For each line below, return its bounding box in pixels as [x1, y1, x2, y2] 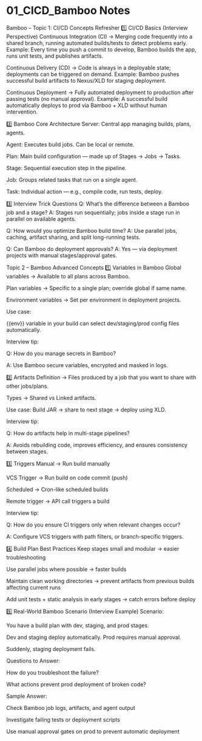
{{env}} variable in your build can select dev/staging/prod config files [6, 320, 180, 327]
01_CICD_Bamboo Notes [6, 4, 130, 18]
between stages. [6, 447, 49, 455]
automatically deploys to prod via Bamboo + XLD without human [6, 102, 167, 109]
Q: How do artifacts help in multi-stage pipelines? [6, 429, 130, 436]
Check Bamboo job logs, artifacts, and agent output [6, 704, 135, 711]
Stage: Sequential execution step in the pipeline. [6, 164, 127, 171]
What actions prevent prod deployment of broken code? [6, 680, 147, 688]
